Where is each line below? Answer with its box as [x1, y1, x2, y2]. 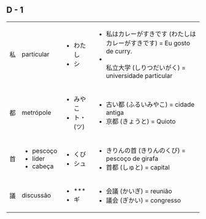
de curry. [105, 47, 132, 55]
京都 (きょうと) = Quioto [105, 117, 176, 125]
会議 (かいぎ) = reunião [105, 186, 173, 195]
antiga [105, 108, 124, 117]
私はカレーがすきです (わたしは [105, 29, 196, 38]
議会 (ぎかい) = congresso [105, 196, 181, 204]
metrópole [21, 108, 51, 117]
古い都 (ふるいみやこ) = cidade [105, 100, 195, 109]
